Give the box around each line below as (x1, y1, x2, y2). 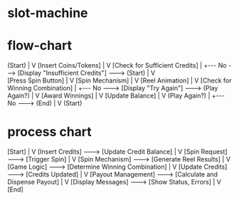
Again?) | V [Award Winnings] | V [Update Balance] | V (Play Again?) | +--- (7, 91, 225, 100)
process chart (7, 124, 92, 140)
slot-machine (7, 5, 88, 21)
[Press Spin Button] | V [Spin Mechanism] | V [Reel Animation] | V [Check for (7, 76, 232, 85)
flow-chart (7, 38, 73, 54)
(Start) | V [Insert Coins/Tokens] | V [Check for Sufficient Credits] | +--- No (7, 61, 227, 70)
